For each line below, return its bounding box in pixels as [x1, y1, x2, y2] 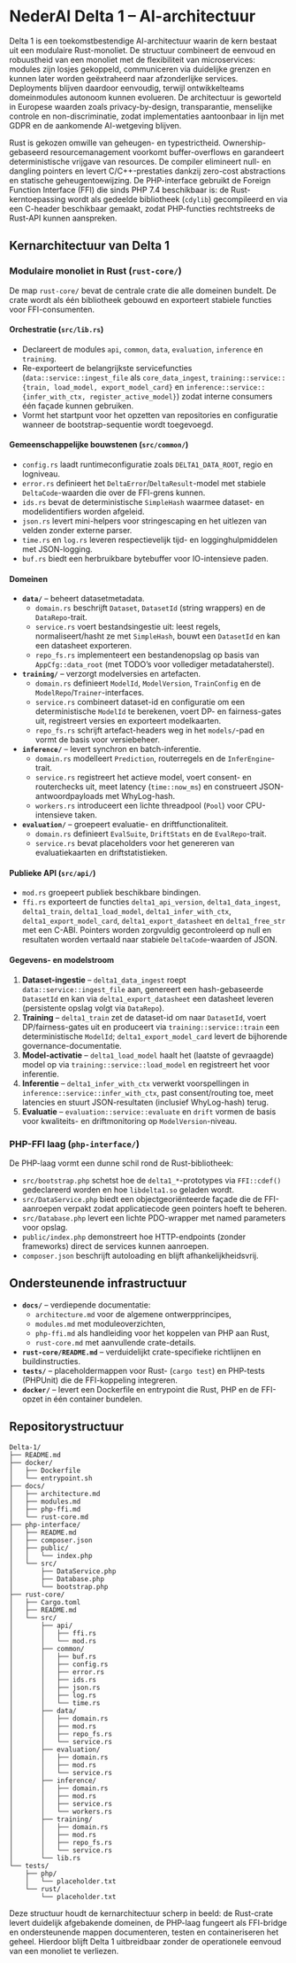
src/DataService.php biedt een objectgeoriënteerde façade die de [21, 1193, 262, 1204]
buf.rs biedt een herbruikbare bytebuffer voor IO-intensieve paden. [21, 554, 269, 564]
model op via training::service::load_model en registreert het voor [21, 1059, 270, 1069]
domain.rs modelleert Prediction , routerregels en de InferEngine [34, 753, 272, 764]
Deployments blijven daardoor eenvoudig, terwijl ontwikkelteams [9, 82, 245, 93]
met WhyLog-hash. [105, 791, 176, 802]
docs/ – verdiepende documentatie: [21, 1300, 151, 1310]
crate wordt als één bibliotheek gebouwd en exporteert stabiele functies [9, 294, 272, 305]
